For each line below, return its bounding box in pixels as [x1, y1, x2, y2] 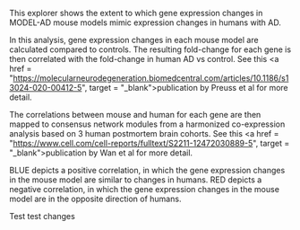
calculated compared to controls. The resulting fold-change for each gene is [9, 44, 292, 55]
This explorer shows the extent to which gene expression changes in [9, 8, 263, 18]
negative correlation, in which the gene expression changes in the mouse [9, 184, 280, 194]
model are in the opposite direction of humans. [9, 193, 182, 204]
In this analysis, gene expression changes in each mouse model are [9, 35, 259, 45]
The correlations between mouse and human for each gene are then [9, 110, 261, 119]
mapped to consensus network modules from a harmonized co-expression [9, 119, 286, 129]
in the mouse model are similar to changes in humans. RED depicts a [9, 174, 262, 185]
